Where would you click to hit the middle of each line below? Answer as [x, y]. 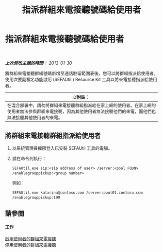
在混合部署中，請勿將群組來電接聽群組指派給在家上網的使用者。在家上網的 [81, 105]
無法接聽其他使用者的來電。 [35, 117]
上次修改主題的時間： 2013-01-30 [39, 63]
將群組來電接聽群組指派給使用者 [53, 135]
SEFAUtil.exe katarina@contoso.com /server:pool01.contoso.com [77, 193]
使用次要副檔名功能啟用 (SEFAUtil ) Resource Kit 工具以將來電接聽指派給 [77, 79]
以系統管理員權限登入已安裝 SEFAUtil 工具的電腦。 [62, 148]
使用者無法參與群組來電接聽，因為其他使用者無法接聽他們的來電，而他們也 [81, 111]
